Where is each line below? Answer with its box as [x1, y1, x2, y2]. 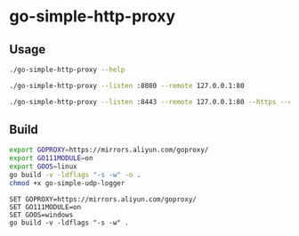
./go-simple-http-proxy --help [9, 65, 125, 74]
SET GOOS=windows [9, 210, 74, 219]
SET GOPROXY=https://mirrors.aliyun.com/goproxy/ [9, 194, 198, 204]
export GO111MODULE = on [9, 154, 93, 163]
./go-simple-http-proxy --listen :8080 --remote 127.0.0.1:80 [9, 81, 245, 90]
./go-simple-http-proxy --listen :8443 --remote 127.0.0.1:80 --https [9, 97, 277, 106]
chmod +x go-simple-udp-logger [9, 178, 125, 188]
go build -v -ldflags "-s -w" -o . [9, 171, 141, 180]
